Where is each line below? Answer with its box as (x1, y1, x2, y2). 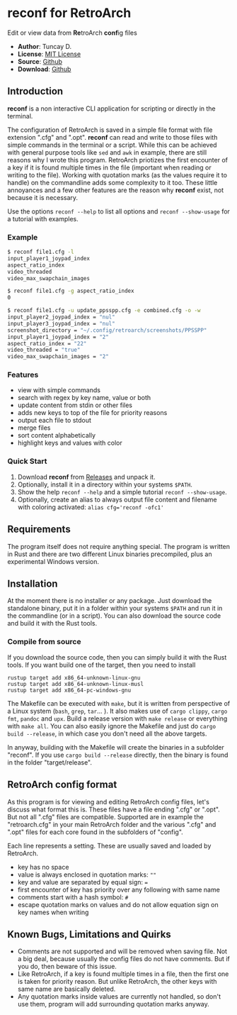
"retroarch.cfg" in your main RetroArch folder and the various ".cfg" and (7, 820, 216, 828)
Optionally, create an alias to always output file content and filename (17, 495, 217, 504)
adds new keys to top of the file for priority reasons (17, 409, 168, 417)
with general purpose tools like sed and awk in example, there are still (7, 148, 207, 157)
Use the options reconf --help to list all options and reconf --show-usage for (7, 207, 230, 216)
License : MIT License (17, 50, 81, 58)
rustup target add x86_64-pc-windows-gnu (7, 687, 132, 694)
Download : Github (17, 65, 71, 73)
